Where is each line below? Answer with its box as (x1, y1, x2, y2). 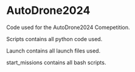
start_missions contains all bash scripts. (6, 59, 106, 66)
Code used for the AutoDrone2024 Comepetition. (6, 24, 130, 31)
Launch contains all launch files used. (6, 47, 101, 54)
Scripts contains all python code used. (6, 35, 103, 42)
